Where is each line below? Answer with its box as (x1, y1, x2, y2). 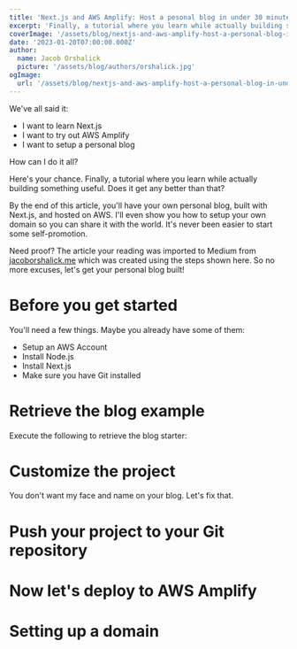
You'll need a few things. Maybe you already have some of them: (9, 324, 246, 335)
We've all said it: (9, 103, 69, 113)
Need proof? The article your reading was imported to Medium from (9, 245, 256, 256)
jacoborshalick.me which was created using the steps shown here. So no (9, 254, 276, 266)
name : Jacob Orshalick (17, 54, 101, 63)
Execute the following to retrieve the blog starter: (9, 430, 187, 441)
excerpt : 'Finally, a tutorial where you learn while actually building (9, 21, 283, 30)
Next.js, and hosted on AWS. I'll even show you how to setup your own (9, 209, 267, 220)
